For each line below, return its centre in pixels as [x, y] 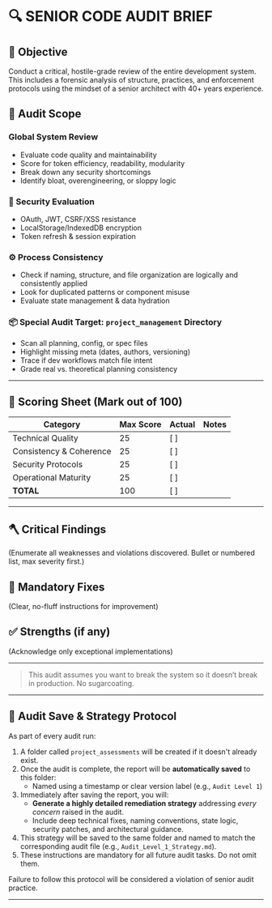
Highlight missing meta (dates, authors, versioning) [105, 352]
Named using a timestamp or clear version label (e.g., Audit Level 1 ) [147, 786]
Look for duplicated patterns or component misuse [105, 292]
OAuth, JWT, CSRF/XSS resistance [78, 219]
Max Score [140, 424]
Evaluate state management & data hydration [95, 301]
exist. [29, 760]
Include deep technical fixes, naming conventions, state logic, [135, 821]
